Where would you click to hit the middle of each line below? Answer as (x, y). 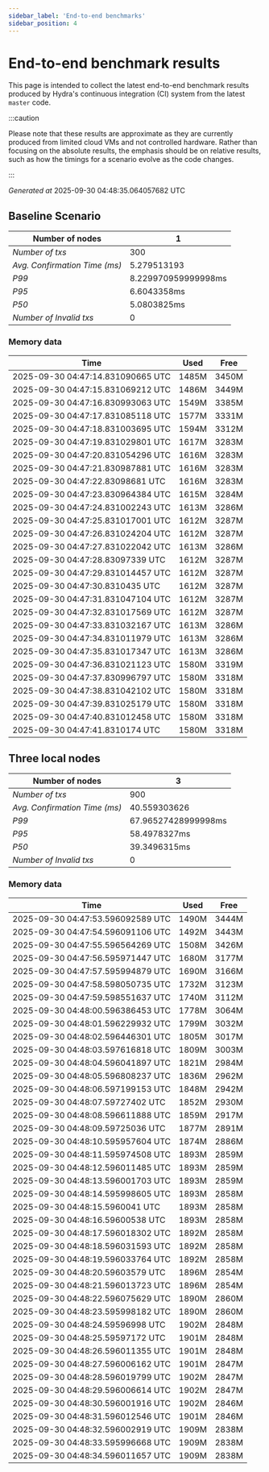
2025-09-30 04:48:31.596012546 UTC (92, 1416)
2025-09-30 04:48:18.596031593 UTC (92, 1246)
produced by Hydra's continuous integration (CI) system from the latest (127, 94)
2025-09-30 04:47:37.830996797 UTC (92, 678)
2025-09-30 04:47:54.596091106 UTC (92, 931)
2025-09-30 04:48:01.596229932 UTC (92, 1023)
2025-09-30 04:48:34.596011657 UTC (92, 1455)
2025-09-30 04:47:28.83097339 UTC (89, 559)
